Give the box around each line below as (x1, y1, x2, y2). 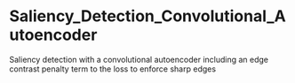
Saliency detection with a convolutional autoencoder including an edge (9, 54, 269, 64)
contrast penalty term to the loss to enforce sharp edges (9, 64, 216, 74)
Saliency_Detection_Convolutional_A (9, 6, 286, 26)
